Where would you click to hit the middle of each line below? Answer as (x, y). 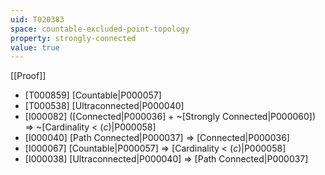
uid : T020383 (37, 19)
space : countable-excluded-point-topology (100, 29)
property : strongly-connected (73, 38)
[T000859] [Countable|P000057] (93, 95)
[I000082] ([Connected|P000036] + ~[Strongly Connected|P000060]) (170, 117)
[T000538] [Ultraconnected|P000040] (104, 106)
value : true (35, 47)
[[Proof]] (28, 76)
